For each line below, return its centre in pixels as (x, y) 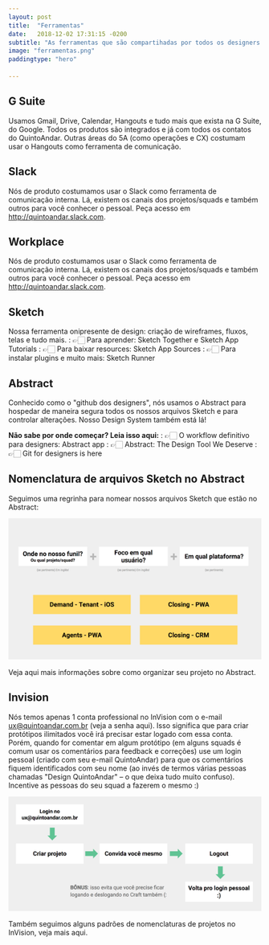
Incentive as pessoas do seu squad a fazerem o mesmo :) (104, 785)
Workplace (36, 241)
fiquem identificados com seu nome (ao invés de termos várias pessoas (127, 768)
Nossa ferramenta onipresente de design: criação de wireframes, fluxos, (128, 331)
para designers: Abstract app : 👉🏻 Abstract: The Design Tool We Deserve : (133, 444)
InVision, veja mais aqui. (48, 932)
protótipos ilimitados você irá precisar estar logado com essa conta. (120, 734)
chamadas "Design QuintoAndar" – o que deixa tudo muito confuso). (122, 776)
